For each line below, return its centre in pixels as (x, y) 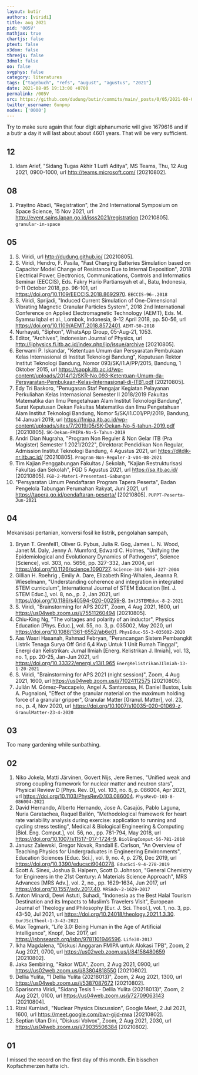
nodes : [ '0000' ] (26, 110)
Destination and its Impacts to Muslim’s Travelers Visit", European (94, 902)
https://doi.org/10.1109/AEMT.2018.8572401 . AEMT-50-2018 (85, 326)
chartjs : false (25, 39)
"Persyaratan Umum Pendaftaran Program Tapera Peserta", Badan (95, 482)
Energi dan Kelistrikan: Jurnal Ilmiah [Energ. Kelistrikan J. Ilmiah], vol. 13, (103, 650)
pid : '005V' (21, 28)
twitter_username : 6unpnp (38, 105)
